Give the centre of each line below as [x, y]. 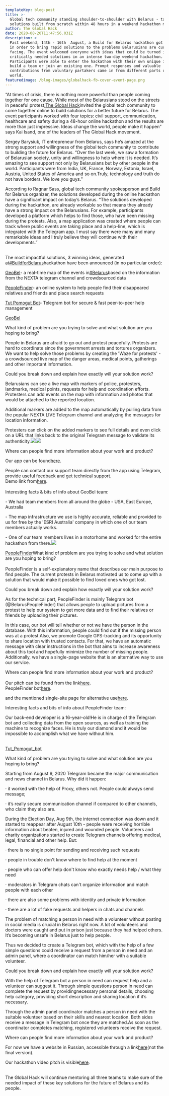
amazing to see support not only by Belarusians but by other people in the [82, 163]
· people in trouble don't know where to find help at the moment [71, 859]
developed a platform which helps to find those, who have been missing [80, 215]
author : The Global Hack [31, 29]
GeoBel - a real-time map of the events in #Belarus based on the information [82, 272]
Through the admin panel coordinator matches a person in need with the [80, 1011]
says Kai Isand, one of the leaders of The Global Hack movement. [73, 132]
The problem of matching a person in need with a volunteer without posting [83, 919]
